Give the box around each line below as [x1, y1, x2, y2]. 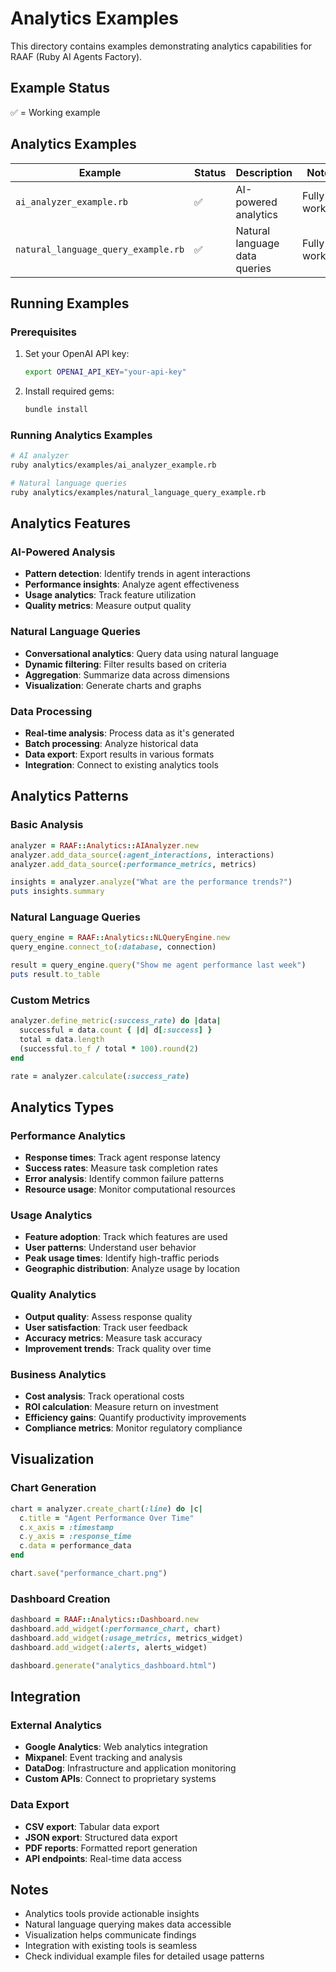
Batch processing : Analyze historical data [24, 738, 199, 750]
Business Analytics [10, 1367, 107, 1381]
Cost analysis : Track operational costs [24, 1390, 185, 1402]
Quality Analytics [10, 1288, 97, 1302]
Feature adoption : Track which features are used [24, 1231, 228, 1243]
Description [235, 165, 293, 179]
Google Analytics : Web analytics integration [24, 1741, 208, 1753]
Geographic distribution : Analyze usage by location [24, 1263, 240, 1275]
